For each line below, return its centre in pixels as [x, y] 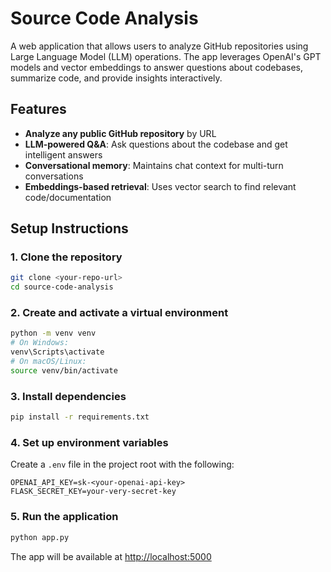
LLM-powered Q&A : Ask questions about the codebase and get [156, 144]
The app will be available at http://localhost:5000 [111, 556]
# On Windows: [40, 343]
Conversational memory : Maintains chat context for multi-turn [154, 165]
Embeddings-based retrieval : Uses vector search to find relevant [160, 186]
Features [38, 109]
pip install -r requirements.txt [80, 417]
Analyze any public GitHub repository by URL [120, 133]
